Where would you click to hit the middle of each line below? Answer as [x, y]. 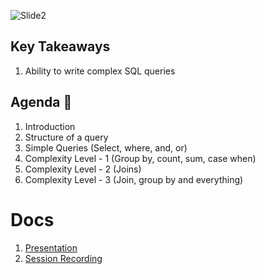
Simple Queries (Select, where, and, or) [106, 147]
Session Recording [63, 258]
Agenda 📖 [41, 102]
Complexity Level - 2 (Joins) [83, 169]
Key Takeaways [60, 46]
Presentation [51, 247]
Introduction [50, 126]
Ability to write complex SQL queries [100, 71]
